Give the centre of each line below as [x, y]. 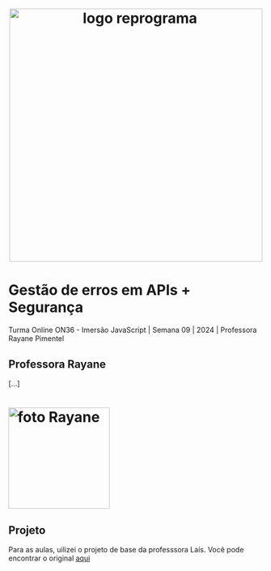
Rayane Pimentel [36, 339]
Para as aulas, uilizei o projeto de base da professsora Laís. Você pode [126, 549]
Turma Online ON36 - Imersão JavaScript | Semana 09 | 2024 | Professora [133, 330]
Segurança [46, 307]
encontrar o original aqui [49, 558]
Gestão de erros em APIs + [100, 290]
